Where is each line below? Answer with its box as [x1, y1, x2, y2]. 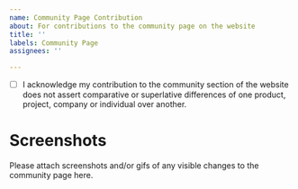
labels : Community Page [9, 38, 99, 48]
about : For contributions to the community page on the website [9, 22, 256, 31]
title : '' [9, 30, 47, 39]
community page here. [9, 170, 94, 181]
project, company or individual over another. [22, 99, 187, 110]
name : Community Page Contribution [9, 13, 143, 22]
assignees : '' [9, 47, 63, 56]
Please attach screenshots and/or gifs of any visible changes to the [9, 160, 259, 171]
